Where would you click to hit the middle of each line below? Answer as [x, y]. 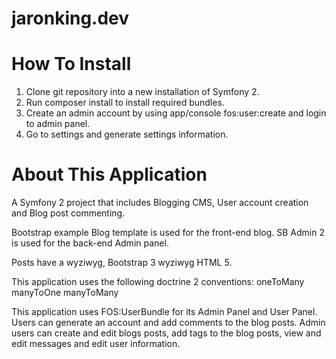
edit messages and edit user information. [96, 344]
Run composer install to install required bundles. [125, 103]
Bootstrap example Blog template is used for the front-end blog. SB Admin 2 [168, 233]
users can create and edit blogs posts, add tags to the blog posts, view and [166, 333]
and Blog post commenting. [68, 213]
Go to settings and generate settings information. [127, 134]
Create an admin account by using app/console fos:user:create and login [176, 113]
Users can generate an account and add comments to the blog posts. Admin [168, 323]
